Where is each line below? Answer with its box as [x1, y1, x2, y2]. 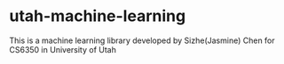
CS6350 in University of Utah [9, 44, 117, 54]
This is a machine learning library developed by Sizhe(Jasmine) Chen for [9, 35, 275, 46]
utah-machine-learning [9, 6, 186, 26]
